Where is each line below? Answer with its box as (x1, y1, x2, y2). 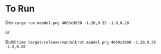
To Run (5, 3, 35, 14)
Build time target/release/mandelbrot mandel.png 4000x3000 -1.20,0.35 (5, 38, 156, 45)
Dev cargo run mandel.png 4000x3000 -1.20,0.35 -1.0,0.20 (5, 19, 129, 25)
